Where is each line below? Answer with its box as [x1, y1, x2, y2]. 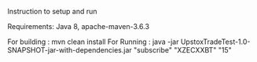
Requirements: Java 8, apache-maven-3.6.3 [7, 22, 150, 31]
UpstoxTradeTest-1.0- [180, 37, 251, 46]
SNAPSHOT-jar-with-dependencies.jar [7, 46, 133, 54]
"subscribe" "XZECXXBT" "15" [133, 46, 233, 54]
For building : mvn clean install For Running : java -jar [7, 37, 179, 46]
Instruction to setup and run [7, 7, 97, 16]
